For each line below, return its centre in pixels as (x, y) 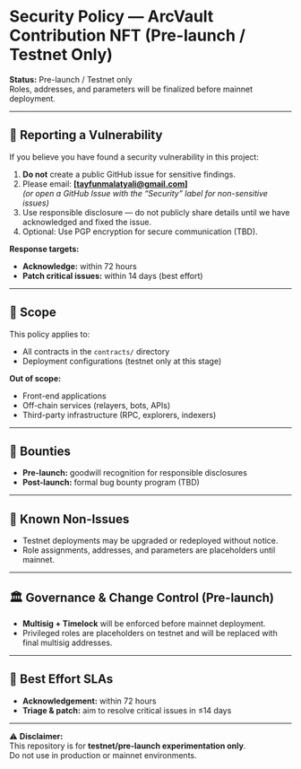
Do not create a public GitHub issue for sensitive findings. (129, 174)
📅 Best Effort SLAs (61, 679)
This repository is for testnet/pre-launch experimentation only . (128, 746)
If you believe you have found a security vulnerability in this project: (134, 157)
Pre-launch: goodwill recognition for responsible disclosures (135, 473)
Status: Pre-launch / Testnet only (71, 79)
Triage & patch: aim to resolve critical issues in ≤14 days (127, 710)
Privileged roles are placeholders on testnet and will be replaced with (150, 633)
